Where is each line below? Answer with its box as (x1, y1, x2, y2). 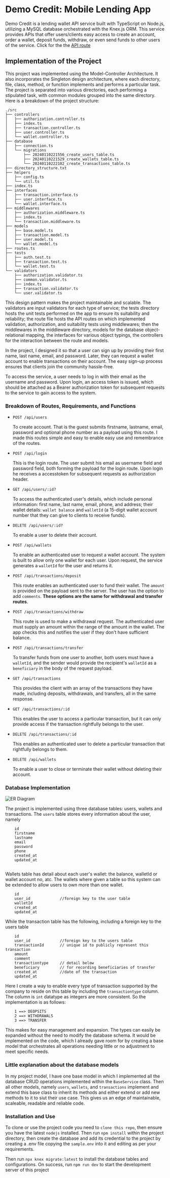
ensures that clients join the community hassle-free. (5, 363, 114, 369)
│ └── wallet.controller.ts (5, 134, 70, 139)
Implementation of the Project (5, 57, 101, 66)
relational (5, 332, 25, 338)
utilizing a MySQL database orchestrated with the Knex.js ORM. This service (5, 26, 165, 32)
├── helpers (5, 170, 30, 175)
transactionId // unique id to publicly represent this (14, 943, 149, 948)
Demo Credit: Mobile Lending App (5, 4, 151, 15)
